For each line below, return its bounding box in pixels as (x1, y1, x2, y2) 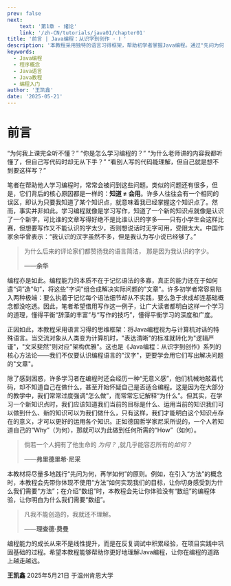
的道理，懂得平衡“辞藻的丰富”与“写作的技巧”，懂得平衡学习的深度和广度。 (7, 310, 217, 318)
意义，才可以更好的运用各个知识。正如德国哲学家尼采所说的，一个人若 (19, 417, 218, 425)
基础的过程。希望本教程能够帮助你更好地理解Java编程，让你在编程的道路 (12, 547, 220, 556)
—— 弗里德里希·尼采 (23, 455, 81, 463)
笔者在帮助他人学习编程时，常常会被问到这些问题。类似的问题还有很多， (7, 180, 212, 189)
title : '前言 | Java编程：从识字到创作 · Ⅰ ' (7, 36, 127, 43)
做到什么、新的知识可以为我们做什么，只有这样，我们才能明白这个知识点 (12, 409, 218, 417)
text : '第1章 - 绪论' (19, 23, 78, 30)
